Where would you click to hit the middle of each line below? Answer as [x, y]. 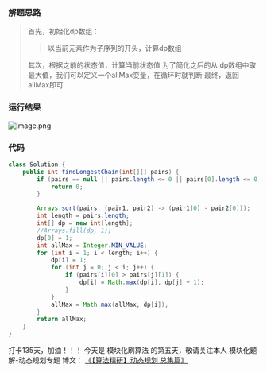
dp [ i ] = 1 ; [69, 260]
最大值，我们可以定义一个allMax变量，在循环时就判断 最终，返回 [133, 75]
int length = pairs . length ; [83, 216]
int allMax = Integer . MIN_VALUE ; [92, 245]
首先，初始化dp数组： [63, 31]
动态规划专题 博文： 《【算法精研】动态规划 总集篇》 [103, 360]
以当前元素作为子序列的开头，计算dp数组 [114, 48]
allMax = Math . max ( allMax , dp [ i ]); [110, 304]
